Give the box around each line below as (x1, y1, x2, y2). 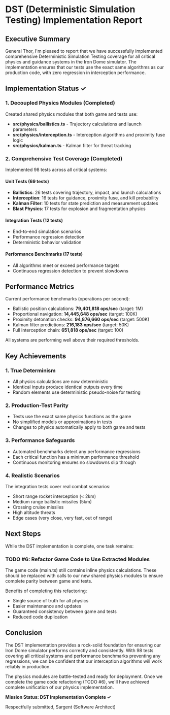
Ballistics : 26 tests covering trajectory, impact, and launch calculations (12, 189, 161, 196)
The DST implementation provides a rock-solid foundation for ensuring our (5, 642, 161, 648)
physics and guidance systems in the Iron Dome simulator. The (5, 59, 137, 64)
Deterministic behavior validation (12, 240, 82, 246)
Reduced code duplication (12, 614, 68, 620)
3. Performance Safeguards (5, 437, 75, 444)
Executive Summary (5, 35, 71, 43)
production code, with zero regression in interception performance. (5, 70, 146, 76)
